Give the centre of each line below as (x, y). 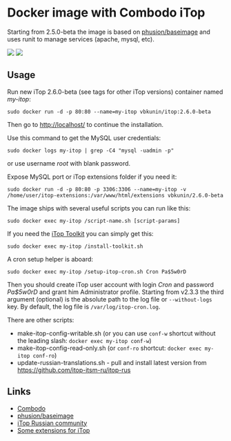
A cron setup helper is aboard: (50, 259)
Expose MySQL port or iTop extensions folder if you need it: (92, 177)
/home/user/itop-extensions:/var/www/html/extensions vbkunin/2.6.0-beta (115, 195)
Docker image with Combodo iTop (106, 13)
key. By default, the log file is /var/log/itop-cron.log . (84, 306)
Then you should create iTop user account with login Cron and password (111, 284)
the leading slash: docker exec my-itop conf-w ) (84, 340)
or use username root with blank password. (69, 163)
